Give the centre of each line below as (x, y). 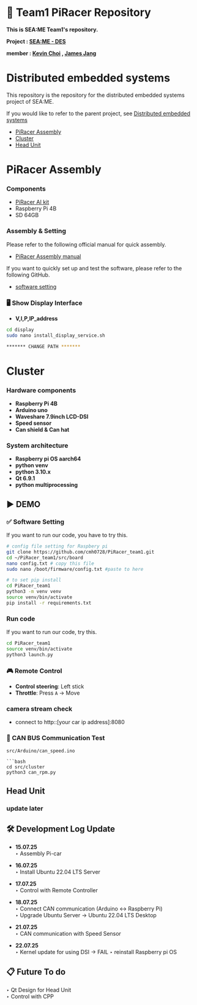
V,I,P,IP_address (36, 318)
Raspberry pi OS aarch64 (48, 459)
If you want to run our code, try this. (52, 632)
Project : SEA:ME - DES (36, 41)
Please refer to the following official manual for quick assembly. (86, 244)
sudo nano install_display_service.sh (56, 335)
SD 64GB (27, 215)
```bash (16, 762)
